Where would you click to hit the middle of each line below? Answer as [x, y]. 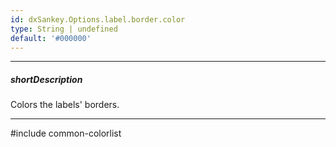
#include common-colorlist [66, 133]
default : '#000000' [51, 38]
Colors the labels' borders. [65, 105]
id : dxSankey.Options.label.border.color [98, 19]
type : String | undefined [64, 29]
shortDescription [46, 79]
